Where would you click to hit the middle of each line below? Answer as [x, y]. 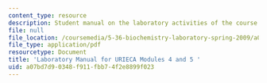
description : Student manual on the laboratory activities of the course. [135, 23]
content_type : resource [48, 15]
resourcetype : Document [48, 52]
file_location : [33, 38]
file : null [26, 30]
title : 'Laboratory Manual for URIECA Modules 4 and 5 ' [104, 60]
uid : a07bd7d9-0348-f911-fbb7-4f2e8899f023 [81, 67]
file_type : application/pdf [55, 45]
